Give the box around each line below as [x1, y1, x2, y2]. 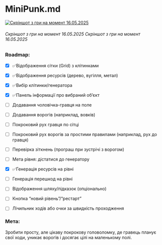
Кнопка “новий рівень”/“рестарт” [12, 195, 82, 202]
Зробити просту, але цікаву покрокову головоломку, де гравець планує [5, 229, 157, 235]
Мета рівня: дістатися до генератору [12, 156, 90, 163]
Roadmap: [5, 52, 30, 58]
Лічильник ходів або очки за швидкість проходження [12, 205, 124, 212]
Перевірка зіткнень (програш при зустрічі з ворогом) [12, 146, 124, 153]
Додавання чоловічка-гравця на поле [12, 102, 92, 108]
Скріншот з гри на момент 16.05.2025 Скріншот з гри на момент [5, 31, 141, 37]
